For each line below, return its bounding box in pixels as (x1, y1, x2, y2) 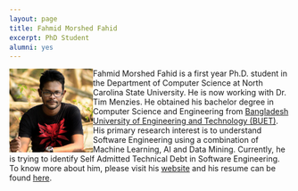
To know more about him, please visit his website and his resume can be (9, 163, 277, 174)
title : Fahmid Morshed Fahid (9, 23, 118, 33)
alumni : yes (9, 43, 54, 52)
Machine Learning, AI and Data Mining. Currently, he (93, 144, 286, 155)
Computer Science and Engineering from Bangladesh (93, 106, 289, 117)
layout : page (9, 14, 58, 23)
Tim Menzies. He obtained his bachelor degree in (93, 96, 274, 107)
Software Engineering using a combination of (93, 135, 259, 145)
